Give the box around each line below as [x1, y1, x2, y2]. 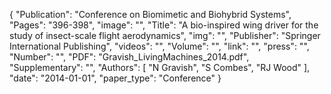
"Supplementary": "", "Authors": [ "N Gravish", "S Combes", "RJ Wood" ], [9, 62, 311, 73]
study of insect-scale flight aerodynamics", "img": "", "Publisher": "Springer [9, 30, 321, 41]
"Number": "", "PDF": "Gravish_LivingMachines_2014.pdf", [9, 51, 250, 63]
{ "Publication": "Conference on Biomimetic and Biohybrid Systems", [9, 9, 292, 20]
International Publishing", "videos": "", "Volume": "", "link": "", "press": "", [9, 40, 310, 52]
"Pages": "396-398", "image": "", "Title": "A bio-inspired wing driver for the [9, 19, 319, 31]
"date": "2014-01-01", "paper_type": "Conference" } [9, 72, 222, 84]
